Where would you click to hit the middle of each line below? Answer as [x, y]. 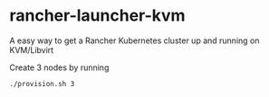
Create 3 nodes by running [59, 67]
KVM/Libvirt [32, 49]
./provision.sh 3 [42, 84]
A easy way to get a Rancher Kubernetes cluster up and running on [134, 40]
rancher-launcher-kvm [97, 16]
